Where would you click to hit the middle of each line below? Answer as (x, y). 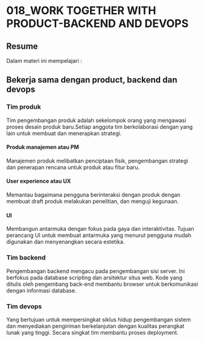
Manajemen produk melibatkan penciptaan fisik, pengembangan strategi (97, 161)
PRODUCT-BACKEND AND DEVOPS (97, 24)
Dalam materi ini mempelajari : (44, 61)
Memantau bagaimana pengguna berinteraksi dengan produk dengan (93, 195)
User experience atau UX (39, 181)
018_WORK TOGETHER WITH (81, 11)
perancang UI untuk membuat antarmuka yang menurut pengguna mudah (99, 235)
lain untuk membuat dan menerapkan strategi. (64, 133)
